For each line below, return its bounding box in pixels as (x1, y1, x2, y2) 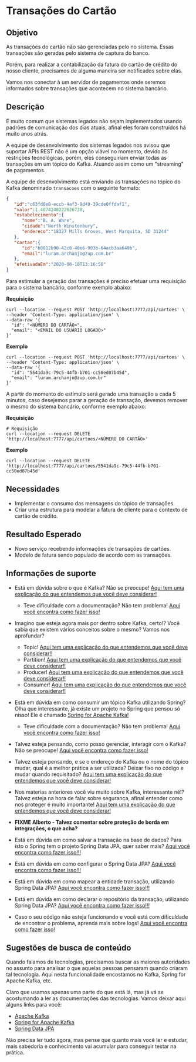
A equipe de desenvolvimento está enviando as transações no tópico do (6, 178, 181, 185)
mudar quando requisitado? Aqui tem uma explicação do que (14, 771, 163, 778)
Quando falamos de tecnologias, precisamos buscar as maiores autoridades (6, 958, 190, 965)
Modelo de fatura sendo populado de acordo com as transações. (14, 551, 172, 558)
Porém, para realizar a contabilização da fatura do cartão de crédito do (6, 61, 178, 68)
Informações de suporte (6, 568, 96, 578)
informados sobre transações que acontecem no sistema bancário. (6, 85, 168, 92)
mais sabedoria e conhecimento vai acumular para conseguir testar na (6, 1043, 177, 1050)
